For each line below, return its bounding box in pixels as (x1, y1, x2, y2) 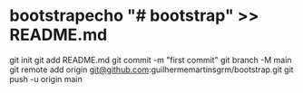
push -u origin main (9, 73, 83, 84)
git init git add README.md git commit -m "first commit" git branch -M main (9, 54, 292, 65)
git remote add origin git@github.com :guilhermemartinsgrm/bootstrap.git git (9, 64, 294, 75)
